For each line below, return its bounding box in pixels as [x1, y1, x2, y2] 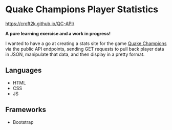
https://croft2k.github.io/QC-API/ [5, 20, 75, 27]
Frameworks [5, 105, 47, 114]
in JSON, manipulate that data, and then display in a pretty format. [5, 51, 145, 57]
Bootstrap [12, 119, 34, 125]
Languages [5, 66, 42, 75]
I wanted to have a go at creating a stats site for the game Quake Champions [5, 40, 167, 47]
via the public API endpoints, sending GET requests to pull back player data [5, 46, 164, 52]
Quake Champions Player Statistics [5, 4, 159, 15]
